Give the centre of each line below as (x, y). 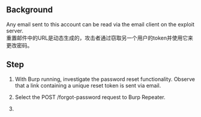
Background (29, 10)
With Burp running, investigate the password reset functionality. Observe (105, 79)
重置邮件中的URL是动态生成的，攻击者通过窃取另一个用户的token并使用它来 (100, 38)
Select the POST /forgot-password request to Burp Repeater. (90, 97)
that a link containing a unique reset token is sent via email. (88, 85)
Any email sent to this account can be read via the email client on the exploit (100, 24)
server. (15, 31)
